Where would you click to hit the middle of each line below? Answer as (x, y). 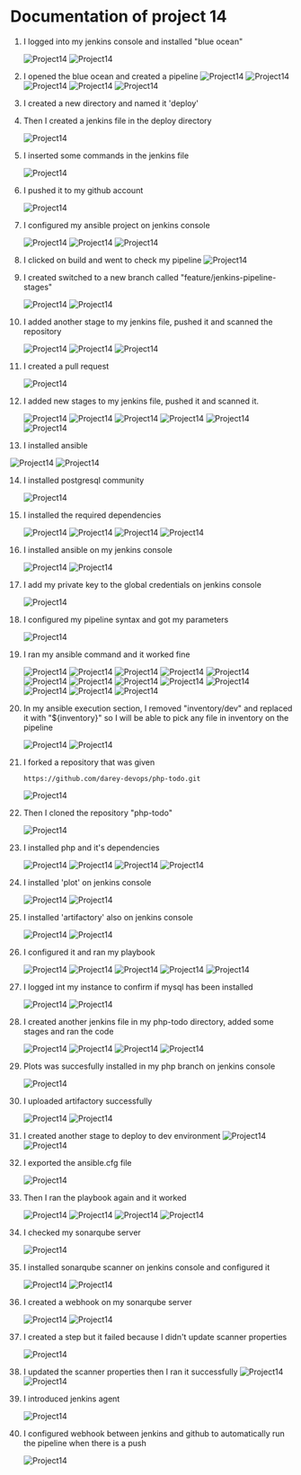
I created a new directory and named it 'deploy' (111, 103)
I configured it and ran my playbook (89, 952)
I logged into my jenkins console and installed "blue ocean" (133, 41)
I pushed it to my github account (83, 190)
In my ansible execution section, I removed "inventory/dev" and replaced (158, 708)
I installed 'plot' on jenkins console (87, 882)
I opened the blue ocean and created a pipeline (111, 76)
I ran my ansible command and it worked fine (106, 654)
